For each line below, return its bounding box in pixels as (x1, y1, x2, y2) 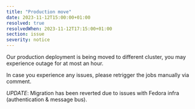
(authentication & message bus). (6, 96, 88, 103)
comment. (6, 78, 31, 85)
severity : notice (6, 37, 50, 43)
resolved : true (6, 20, 45, 26)
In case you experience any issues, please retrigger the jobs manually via (6, 72, 190, 78)
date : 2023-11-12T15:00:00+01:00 (6, 14, 91, 20)
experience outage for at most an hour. (6, 60, 104, 67)
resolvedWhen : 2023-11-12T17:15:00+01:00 (6, 25, 113, 32)
